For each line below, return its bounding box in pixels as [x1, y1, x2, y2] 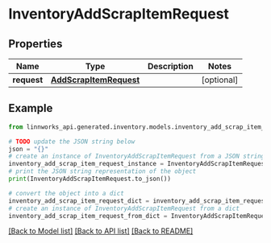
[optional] [201, 74, 239, 85]
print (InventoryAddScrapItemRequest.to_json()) [8, 175, 172, 183]
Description [148, 61, 194, 72]
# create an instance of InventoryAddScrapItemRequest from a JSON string [8, 152, 265, 161]
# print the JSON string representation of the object [8, 167, 197, 175]
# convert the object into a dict [8, 189, 125, 197]
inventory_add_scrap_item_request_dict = [8, 196, 150, 205]
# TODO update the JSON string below [8, 138, 135, 146]
